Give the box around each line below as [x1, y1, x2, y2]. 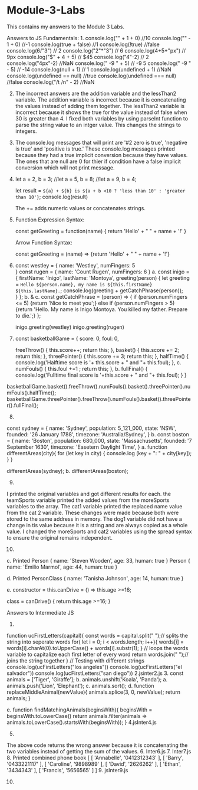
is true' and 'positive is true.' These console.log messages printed [15, 145, 176, 152]
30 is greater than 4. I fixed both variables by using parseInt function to [15, 115, 188, 122]
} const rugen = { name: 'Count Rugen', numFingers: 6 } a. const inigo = [15, 268, 190, 275]
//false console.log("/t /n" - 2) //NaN [6, 78, 95, 86]
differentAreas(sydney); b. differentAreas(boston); [6, 467, 129, 474]
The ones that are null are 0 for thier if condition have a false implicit [15, 158, 181, 165]
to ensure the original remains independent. [6, 534, 113, 541]
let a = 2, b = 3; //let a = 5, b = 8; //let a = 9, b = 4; [15, 175, 137, 182]
